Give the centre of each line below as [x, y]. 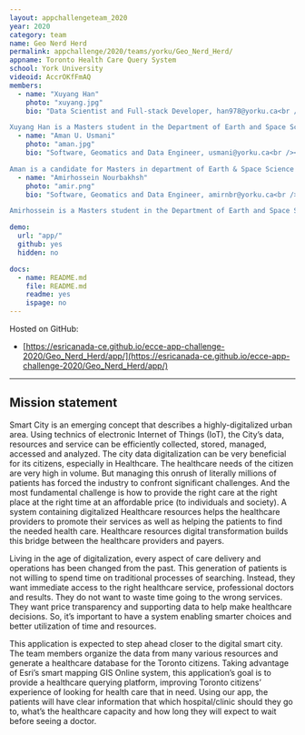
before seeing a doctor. [53, 720]
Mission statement [64, 403]
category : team [38, 35]
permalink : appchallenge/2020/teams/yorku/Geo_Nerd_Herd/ [121, 52]
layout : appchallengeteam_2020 [69, 18]
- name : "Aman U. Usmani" [67, 136]
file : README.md [57, 286]
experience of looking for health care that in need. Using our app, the [139, 691]
